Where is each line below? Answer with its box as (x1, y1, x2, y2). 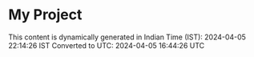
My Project (8, 6, 83, 24)
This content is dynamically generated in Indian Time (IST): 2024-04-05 (8, 32, 247, 42)
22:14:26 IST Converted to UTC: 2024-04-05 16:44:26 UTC (8, 40, 205, 50)
